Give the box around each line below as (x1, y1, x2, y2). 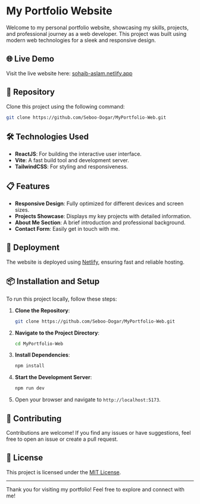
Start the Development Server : (14, 374, 92, 381)
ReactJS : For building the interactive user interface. (14, 150, 142, 157)
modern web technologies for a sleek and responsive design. (6, 36, 157, 44)
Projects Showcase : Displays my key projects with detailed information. (14, 213, 192, 220)
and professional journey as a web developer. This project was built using (6, 30, 187, 37)
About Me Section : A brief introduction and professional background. (14, 219, 186, 226)
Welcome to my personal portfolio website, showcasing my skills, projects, (6, 24, 189, 31)
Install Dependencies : (14, 351, 70, 358)
